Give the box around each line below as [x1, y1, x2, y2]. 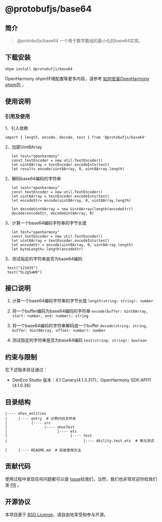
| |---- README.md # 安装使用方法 [5, 448, 81, 452]
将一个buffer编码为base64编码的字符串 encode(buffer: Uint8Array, [12, 308, 148, 314]
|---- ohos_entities [5, 411, 47, 416]
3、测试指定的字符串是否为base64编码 [5, 256, 82, 261]
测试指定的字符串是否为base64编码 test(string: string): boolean [12, 337, 147, 343]
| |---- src [5, 420, 51, 425]
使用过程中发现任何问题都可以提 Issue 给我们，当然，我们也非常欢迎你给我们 [5, 476, 157, 482]
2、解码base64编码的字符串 [5, 175, 62, 181]
